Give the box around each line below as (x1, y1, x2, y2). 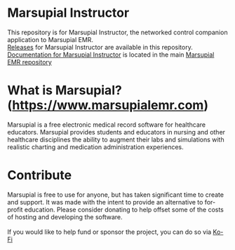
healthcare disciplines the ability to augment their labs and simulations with (7, 135, 224, 144)
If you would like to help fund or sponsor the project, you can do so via (7, 228, 212, 236)
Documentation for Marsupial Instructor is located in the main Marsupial (7, 50, 215, 59)
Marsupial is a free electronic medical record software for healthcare (7, 120, 206, 129)
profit (7, 205, 23, 214)
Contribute (7, 167, 72, 183)
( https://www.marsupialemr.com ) (7, 97, 209, 113)
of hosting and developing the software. (7, 212, 123, 221)
